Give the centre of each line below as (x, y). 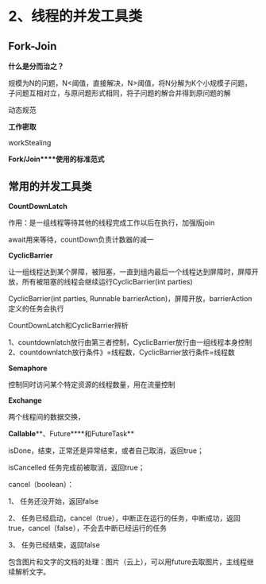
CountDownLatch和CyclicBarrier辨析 (68, 325)
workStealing (30, 143)
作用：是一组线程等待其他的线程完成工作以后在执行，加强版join (112, 222)
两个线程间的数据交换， (46, 416)
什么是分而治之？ (36, 66)
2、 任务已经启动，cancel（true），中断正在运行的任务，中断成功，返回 (124, 518)
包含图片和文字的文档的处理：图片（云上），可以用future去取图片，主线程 (128, 562)
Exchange (25, 400)
